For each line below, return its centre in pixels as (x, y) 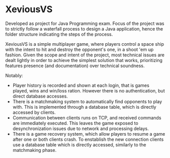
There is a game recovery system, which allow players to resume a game (89, 134)
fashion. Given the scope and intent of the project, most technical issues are (85, 55)
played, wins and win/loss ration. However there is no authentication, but (89, 90)
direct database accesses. (40, 96)
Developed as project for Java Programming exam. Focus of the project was (85, 23)
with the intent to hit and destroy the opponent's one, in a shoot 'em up (79, 49)
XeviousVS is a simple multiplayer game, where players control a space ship (84, 44)
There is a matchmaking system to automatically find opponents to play (87, 101)
